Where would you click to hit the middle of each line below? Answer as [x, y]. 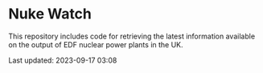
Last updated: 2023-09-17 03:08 [63, 60]
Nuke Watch [50, 14]
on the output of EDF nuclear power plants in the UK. [96, 44]
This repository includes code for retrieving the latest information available [132, 36]
